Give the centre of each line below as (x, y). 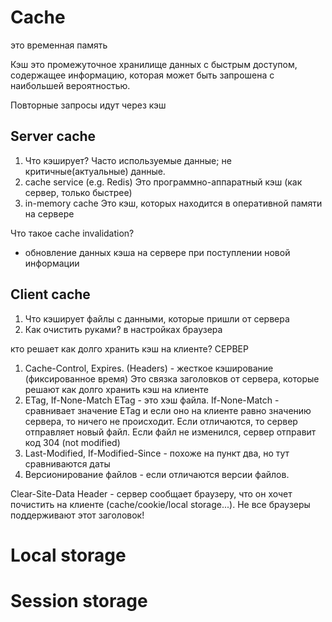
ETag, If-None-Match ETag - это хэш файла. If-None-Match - (152, 400)
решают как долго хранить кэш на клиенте (116, 389)
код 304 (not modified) (72, 442)
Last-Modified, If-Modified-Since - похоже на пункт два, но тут (157, 453)
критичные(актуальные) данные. (95, 171)
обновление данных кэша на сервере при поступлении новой (157, 252)
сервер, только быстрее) (78, 192)
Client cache (50, 294)
